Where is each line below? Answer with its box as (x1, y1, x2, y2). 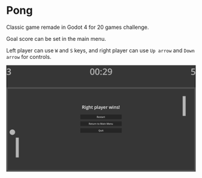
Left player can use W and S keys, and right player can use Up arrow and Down (6, 46, 195, 54)
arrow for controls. (6, 53, 52, 60)
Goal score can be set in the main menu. (6, 35, 106, 42)
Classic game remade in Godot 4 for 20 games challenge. (6, 23, 149, 31)
